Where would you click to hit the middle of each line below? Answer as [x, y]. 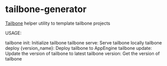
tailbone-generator [46, 9]
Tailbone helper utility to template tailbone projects [58, 23]
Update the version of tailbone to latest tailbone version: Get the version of [82, 53]
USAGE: [13, 33]
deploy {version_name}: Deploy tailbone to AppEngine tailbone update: [79, 48]
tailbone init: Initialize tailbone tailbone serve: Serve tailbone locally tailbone [84, 43]
